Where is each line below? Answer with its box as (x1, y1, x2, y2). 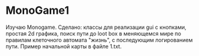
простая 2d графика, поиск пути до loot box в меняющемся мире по (5, 30, 182, 37)
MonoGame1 (5, 4, 70, 17)
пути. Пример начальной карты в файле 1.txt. (5, 43, 122, 50)
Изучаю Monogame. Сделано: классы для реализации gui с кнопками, (5, 23, 187, 31)
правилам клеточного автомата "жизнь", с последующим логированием (5, 36, 193, 43)
